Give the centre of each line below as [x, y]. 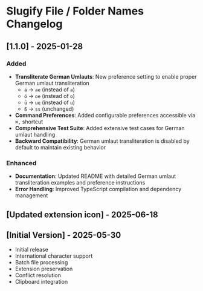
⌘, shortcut [29, 122]
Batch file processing [41, 263]
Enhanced [21, 163]
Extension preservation [44, 269]
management [31, 195]
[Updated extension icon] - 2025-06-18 [82, 214]
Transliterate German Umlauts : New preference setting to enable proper [106, 76]
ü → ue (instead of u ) [50, 102]
